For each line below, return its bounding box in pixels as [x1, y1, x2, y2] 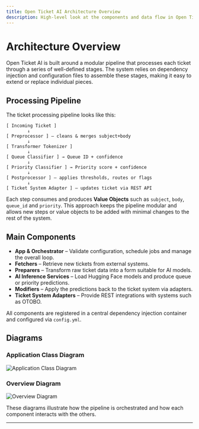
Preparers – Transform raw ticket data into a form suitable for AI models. [14, 267, 192, 274]
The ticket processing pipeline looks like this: [6, 111, 116, 119]
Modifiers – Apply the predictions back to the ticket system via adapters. [14, 286, 193, 293]
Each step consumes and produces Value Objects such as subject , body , [6, 195, 185, 203]
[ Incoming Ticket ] [6, 123, 57, 129]
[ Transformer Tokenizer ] [6, 144, 73, 150]
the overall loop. [14, 254, 54, 261]
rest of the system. [6, 214, 52, 222]
